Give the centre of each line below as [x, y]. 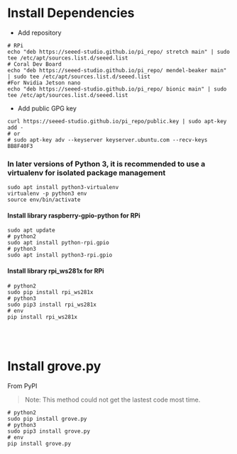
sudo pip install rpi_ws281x [50, 292]
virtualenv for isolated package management [87, 173]
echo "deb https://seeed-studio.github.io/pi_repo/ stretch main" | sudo [119, 52]
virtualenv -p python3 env [47, 194]
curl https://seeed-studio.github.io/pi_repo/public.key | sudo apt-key [117, 121]
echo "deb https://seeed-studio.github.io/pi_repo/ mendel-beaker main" [117, 70]
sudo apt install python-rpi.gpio [59, 243]
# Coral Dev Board [34, 64]
